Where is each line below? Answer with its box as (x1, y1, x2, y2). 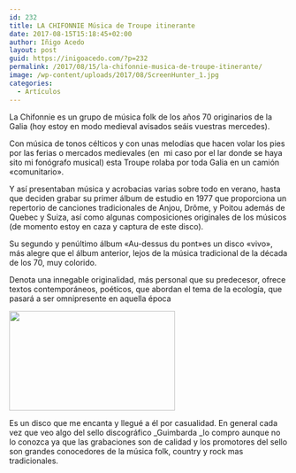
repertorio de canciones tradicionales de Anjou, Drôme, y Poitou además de (9, 202, 285, 213)
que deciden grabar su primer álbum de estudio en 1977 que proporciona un (9, 192, 287, 204)
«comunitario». (9, 166, 65, 177)
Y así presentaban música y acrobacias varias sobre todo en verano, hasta (9, 183, 281, 194)
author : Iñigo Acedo (9, 37, 86, 47)
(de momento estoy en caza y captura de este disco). (9, 221, 204, 231)
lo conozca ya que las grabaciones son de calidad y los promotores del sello (9, 436, 288, 447)
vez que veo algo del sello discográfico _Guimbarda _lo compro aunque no (9, 427, 281, 438)
